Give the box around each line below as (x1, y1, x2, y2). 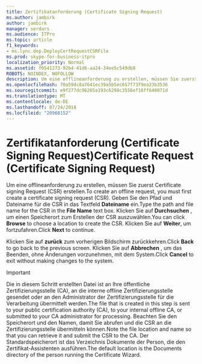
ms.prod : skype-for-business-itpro (6, 54, 96, 60)
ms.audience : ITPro (6, 31, 55, 37)
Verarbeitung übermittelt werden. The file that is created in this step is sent (6, 300, 191, 307)
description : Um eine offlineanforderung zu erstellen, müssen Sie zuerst (6, 76, 198, 82)
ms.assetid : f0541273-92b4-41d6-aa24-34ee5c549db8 (6, 65, 136, 71)
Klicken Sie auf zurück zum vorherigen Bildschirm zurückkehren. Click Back (6, 238, 194, 245)
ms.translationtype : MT (6, 93, 66, 99)
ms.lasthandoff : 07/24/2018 (6, 104, 77, 110)
